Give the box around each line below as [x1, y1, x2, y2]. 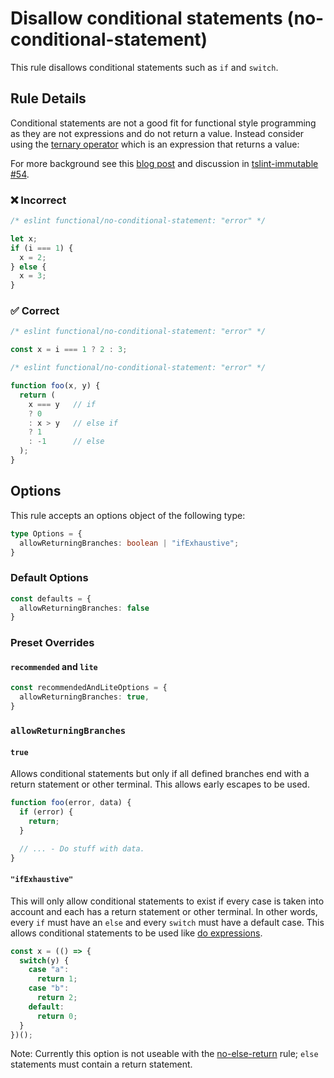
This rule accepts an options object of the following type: [10, 509, 246, 521]
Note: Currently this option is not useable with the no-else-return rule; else [10, 1048, 319, 1060]
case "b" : [28, 983, 70, 994]
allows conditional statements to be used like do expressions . [10, 927, 263, 939]
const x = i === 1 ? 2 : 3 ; [10, 345, 128, 355]
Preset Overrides [10, 636, 95, 650]
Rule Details [10, 90, 87, 107]
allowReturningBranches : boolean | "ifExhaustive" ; [19, 538, 240, 548]
